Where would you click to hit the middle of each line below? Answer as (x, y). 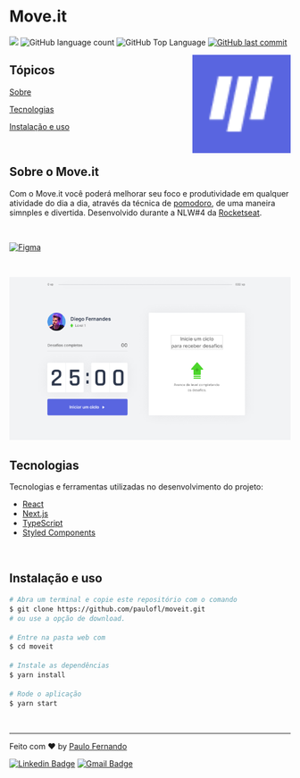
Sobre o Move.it (54, 172)
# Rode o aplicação (46, 694)
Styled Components (59, 532)
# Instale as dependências (59, 666)
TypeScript (42, 523)
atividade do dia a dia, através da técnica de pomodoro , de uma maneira (142, 203)
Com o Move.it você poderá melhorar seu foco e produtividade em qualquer (149, 193)
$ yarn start (33, 703)
